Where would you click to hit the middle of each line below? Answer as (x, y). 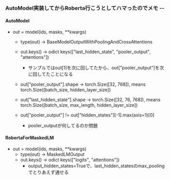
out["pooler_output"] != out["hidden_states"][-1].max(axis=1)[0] (87, 115)
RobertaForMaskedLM (30, 138)
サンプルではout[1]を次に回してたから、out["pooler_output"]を (94, 68)
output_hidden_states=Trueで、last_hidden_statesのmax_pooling (96, 166)
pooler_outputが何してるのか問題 (63, 126)
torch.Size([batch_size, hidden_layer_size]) (66, 90)
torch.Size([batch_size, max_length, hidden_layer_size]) (79, 105)
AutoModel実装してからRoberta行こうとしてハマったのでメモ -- (85, 8)
